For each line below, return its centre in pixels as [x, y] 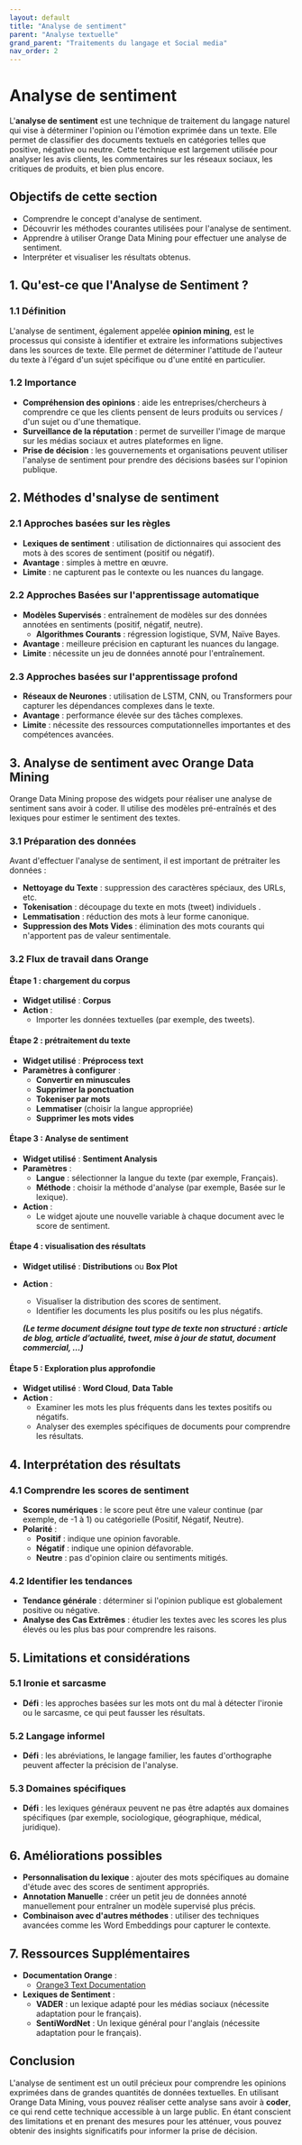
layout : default [40, 18]
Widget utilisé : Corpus [67, 1001]
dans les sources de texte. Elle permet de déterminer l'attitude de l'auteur [146, 350]
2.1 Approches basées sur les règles [90, 524]
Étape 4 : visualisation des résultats [78, 1246]
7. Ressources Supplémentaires [100, 1953]
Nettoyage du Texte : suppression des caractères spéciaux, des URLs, [154, 888]
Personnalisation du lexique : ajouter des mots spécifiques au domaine [156, 1877]
